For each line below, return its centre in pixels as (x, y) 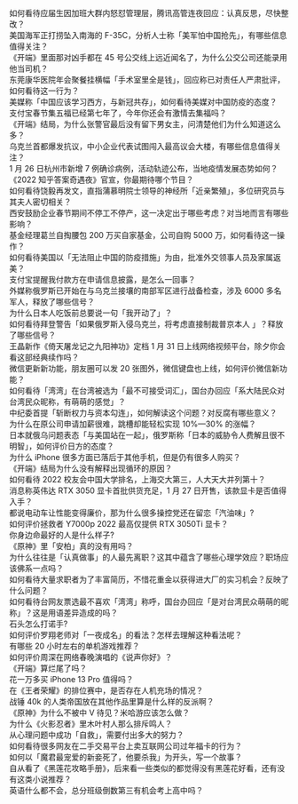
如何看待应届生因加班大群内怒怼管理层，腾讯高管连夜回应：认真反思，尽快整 (149, 13)
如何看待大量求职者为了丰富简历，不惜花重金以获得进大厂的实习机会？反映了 (149, 579)
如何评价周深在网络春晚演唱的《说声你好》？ (91, 657)
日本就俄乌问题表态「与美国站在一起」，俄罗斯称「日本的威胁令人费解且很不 (147, 435)
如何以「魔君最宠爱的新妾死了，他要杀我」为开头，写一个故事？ (125, 757)
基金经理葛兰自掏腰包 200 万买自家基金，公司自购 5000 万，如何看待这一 (143, 235)
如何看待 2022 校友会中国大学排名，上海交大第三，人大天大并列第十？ (137, 479)
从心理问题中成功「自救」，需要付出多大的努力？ (97, 735)
